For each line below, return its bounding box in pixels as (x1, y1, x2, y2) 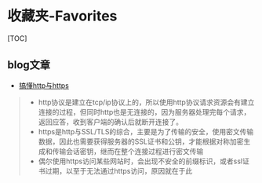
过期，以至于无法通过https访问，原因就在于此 (45, 166, 193, 175)
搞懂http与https (18, 80, 70, 90)
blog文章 (7, 58, 51, 71)
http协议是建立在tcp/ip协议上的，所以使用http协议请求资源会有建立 (38, 97, 255, 107)
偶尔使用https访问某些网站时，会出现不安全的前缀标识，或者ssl (38, 156, 243, 166)
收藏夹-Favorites (7, 7, 118, 25)
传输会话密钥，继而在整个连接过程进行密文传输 (52, 146, 204, 156)
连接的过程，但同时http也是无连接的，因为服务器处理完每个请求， (38, 107, 251, 116)
